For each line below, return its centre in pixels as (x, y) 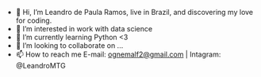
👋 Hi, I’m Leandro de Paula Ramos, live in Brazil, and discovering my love (134, 12)
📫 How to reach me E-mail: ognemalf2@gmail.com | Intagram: (118, 54)
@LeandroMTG (40, 66)
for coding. (34, 20)
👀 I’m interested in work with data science (84, 29)
